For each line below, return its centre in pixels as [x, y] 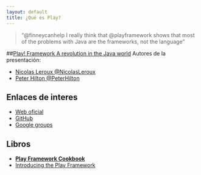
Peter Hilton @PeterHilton [48, 78]
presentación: [24, 60]
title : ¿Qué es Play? [34, 18]
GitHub [24, 118]
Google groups [34, 125]
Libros [19, 144]
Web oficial [29, 112]
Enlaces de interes [42, 97]
